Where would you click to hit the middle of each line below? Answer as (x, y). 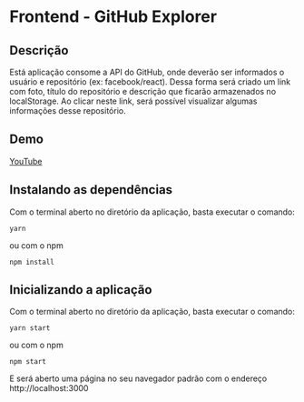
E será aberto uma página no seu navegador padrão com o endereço (138, 378)
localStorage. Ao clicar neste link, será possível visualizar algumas (133, 101)
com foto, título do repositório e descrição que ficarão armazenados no (143, 91)
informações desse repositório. (68, 111)
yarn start (30, 328)
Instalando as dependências (91, 190)
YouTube (26, 161)
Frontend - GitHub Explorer (113, 17)
